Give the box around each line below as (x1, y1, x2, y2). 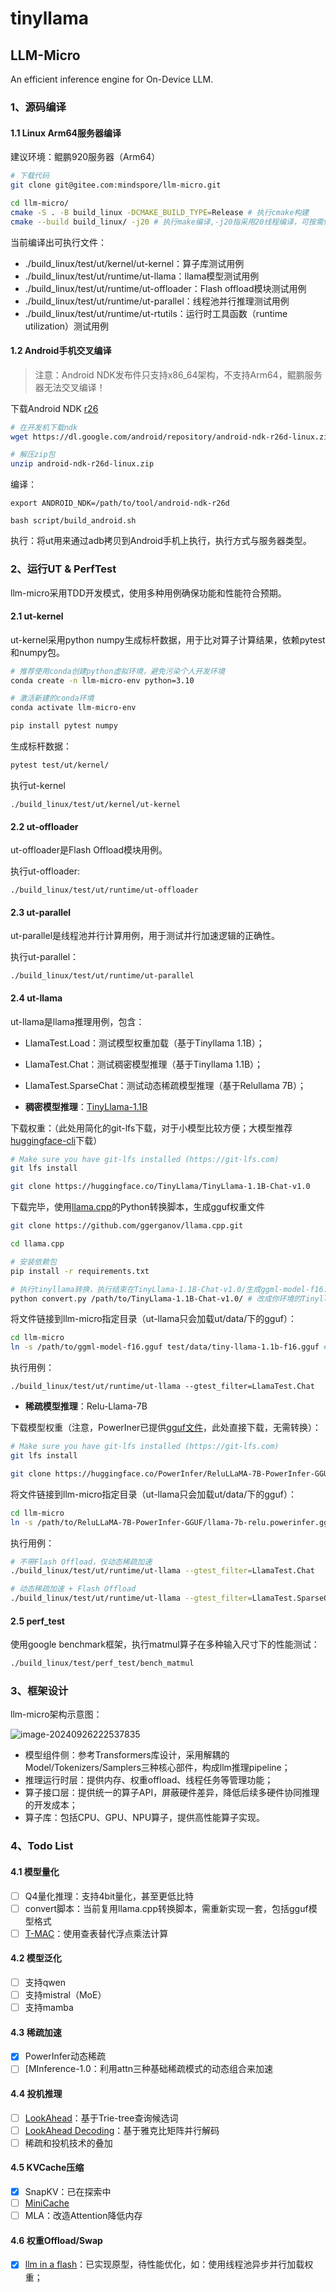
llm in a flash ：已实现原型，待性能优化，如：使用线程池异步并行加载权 (24, 2258, 314, 2271)
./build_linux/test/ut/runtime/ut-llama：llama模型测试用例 (24, 270, 260, 282)
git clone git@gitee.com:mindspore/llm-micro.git (10, 180, 222, 190)
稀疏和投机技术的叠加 (24, 2137, 113, 2149)
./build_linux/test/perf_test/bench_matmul (10, 1658, 195, 1669)
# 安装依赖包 (10, 1257, 57, 1267)
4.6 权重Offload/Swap (10, 2234, 103, 2246)
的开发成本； (24, 1799, 78, 1811)
